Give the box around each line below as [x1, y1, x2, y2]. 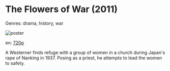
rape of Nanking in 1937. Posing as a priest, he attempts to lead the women [5, 54, 162, 61]
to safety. [5, 60, 25, 66]
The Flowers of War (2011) [5, 4, 118, 15]
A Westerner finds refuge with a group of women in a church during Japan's [5, 49, 165, 55]
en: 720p [5, 39, 24, 46]
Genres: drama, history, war [5, 20, 64, 26]
